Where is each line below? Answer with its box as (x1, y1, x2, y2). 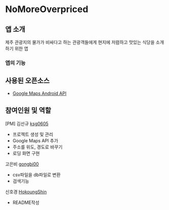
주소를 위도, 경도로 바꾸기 (12, 144, 63, 150)
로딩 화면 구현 (12, 150, 40, 156)
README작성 (12, 199, 39, 205)
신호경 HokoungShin (5, 188, 47, 195)
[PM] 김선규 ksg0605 (5, 120, 49, 127)
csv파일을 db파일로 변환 (12, 172, 61, 178)
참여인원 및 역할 (5, 106, 51, 115)
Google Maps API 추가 (12, 137, 59, 143)
